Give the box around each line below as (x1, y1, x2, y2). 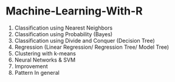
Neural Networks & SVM (14, 56, 76, 63)
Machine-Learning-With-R (5, 4, 143, 18)
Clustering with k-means (14, 49, 77, 57)
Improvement (14, 62, 48, 70)
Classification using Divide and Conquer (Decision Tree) (14, 37, 156, 44)
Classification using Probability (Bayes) (14, 30, 113, 37)
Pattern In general (14, 69, 60, 76)
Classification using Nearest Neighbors (14, 24, 113, 31)
